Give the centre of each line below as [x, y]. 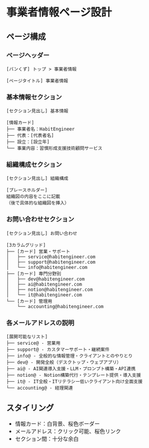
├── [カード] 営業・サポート [38, 251]
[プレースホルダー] [27, 191]
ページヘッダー [28, 55]
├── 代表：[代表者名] [30, 136]
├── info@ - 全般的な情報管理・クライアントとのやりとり [70, 356]
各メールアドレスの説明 [40, 323]
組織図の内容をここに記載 [33, 197]
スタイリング [30, 408]
